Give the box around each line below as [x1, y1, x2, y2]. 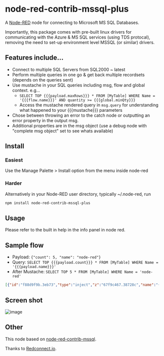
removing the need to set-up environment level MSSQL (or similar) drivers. [5, 39, 155, 45]
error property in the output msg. [12, 117, 79, 123]
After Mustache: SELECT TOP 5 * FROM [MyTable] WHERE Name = [12, 269, 138, 274]
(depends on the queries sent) [12, 77, 73, 83]
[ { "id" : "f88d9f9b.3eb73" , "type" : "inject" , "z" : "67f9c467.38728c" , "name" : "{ [5, 282, 161, 288]
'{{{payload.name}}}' [12, 265, 56, 270]
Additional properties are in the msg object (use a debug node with [12, 123, 147, 128]
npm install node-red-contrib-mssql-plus [5, 200, 91, 206]
